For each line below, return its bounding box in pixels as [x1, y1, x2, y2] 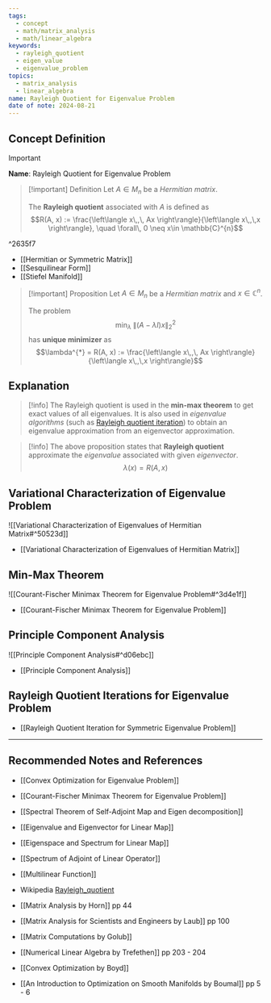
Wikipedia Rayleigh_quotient [19, 884, 115, 894]
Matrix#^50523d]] [8, 529, 69, 539]
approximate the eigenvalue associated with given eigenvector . [27, 450, 239, 460]
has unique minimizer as [27, 334, 112, 344]
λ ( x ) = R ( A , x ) [123, 463, 169, 473]
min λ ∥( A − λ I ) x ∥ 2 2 [115, 319, 176, 332]
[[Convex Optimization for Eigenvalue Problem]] [19, 775, 180, 785]
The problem [27, 306, 71, 316]
